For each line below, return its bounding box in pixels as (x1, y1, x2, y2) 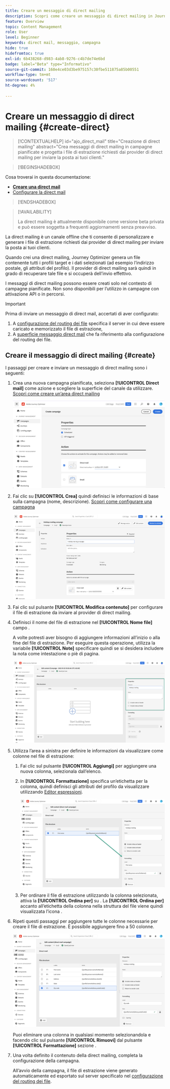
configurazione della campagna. (12, 1058, 80, 1064)
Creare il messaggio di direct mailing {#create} (5, 351, 156, 360)
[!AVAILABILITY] (17, 208, 52, 215)
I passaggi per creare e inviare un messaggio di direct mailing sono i (5, 364, 148, 370)
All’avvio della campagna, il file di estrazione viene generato (12, 1068, 138, 1074)
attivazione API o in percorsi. (5, 291, 65, 297)
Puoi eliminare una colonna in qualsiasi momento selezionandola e (12, 1032, 151, 1038)
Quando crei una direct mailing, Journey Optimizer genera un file (5, 254, 141, 260)
